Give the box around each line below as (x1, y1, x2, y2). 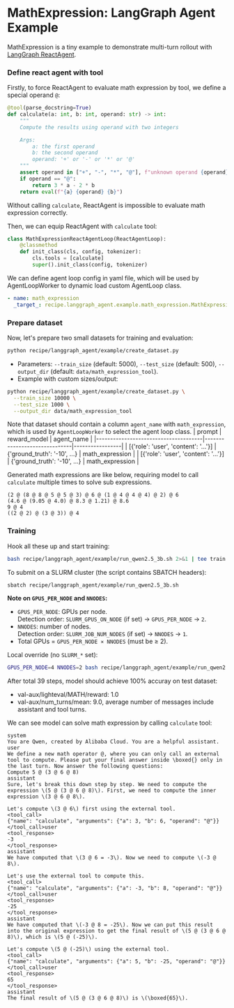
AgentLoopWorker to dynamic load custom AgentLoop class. (7, 281, 182, 289)
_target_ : (13, 301, 42, 308)
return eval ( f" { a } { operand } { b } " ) (19, 188, 123, 195)
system (7, 732, 26, 739)
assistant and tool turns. (17, 705, 87, 714)
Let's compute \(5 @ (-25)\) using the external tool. (7, 946, 170, 953)
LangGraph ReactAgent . (7, 50, 77, 59)
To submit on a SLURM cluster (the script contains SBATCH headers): (7, 568, 207, 576)
